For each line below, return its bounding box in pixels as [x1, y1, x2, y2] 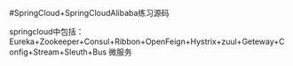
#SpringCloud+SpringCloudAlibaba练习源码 [9, 8, 170, 18]
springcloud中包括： [9, 26, 84, 37]
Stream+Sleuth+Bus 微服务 [33, 47, 133, 57]
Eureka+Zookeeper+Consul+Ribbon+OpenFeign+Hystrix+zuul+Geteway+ [9, 36, 280, 47]
